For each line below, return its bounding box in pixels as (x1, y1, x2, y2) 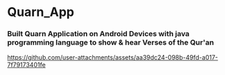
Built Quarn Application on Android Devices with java (7, 29, 190, 39)
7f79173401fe (7, 60, 47, 69)
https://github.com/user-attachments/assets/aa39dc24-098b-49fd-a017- (7, 53, 219, 62)
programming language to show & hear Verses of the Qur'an (7, 37, 214, 47)
